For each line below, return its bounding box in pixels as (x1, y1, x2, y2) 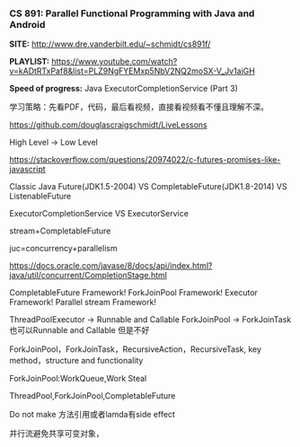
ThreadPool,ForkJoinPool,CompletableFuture (9, 390, 176, 401)
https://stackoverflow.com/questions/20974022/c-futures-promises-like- (9, 154, 281, 165)
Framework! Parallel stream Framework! (9, 297, 157, 308)
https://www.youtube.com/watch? (50, 57, 178, 67)
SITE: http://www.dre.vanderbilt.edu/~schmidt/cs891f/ (9, 39, 211, 49)
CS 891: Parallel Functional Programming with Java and (9, 7, 255, 20)
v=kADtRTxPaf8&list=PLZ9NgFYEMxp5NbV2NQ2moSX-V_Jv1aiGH (9, 66, 256, 76)
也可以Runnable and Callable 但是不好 (9, 325, 150, 336)
